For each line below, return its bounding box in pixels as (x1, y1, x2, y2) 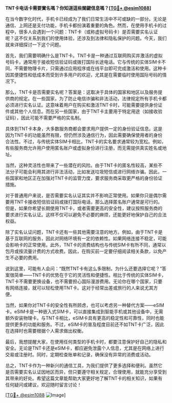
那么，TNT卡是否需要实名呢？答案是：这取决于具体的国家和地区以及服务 (5, 89, 158, 95)
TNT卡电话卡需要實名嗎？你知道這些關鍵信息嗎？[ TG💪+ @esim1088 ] (5, 5, 152, 11)
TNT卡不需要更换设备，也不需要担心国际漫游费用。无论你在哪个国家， (5, 278, 154, 284)
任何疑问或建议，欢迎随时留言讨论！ (5, 382, 82, 388)
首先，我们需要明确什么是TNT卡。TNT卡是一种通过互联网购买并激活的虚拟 (5, 52, 163, 59)
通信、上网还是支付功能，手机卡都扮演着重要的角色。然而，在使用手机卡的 (5, 23, 162, 28)
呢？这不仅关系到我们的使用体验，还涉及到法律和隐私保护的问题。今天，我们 (5, 35, 167, 41)
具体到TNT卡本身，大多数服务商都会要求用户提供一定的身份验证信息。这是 (5, 126, 163, 131)
